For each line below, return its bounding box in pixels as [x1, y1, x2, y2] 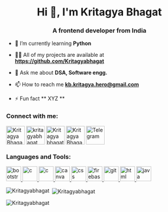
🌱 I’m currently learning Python [14, 40, 92, 47]
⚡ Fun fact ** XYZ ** [14, 95, 65, 102]
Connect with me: [6, 112, 59, 120]
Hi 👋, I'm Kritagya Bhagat [37, 5, 162, 19]
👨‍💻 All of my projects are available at [14, 52, 105, 59]
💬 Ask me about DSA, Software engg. [14, 69, 108, 76]
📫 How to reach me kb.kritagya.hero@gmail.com [14, 81, 139, 88]
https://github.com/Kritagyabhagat [14, 57, 105, 65]
